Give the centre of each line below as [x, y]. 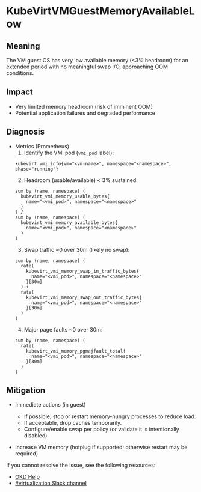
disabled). [36, 436]
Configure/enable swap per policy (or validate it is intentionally [101, 429]
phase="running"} [37, 169]
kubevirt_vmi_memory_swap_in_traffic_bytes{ [83, 271]
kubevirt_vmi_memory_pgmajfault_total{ [76, 351]
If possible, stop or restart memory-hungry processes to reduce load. [110, 416]
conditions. [20, 73]
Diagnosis [26, 132]
